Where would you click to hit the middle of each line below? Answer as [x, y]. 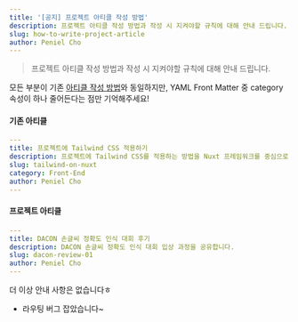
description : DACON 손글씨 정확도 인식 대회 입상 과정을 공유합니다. [122, 247]
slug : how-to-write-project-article [77, 34]
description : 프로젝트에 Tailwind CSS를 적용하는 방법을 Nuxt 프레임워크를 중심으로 [149, 157]
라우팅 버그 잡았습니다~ [63, 309]
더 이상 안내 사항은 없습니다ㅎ [60, 290]
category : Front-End [48, 173]
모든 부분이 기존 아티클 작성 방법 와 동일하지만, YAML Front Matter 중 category [146, 88]
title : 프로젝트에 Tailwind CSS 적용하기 [79, 149]
